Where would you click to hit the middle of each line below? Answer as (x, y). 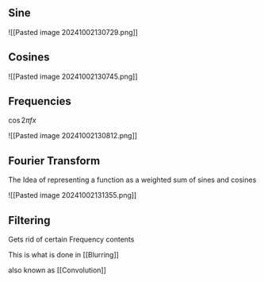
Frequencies (40, 101)
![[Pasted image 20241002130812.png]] (73, 136)
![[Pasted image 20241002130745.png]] (73, 76)
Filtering (29, 220)
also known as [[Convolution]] (57, 270)
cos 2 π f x (23, 120)
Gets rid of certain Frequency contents (71, 240)
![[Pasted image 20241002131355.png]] (73, 195)
